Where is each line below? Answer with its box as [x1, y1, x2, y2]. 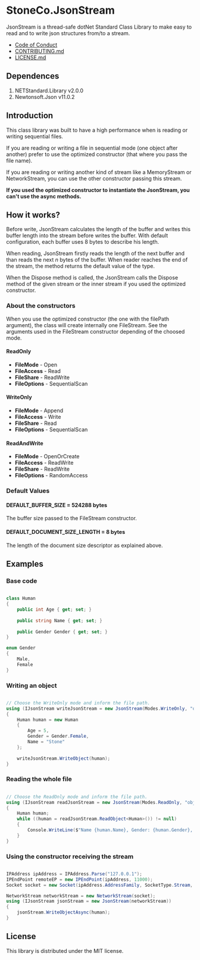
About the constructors [6, 302, 76, 310]
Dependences [6, 71, 60, 81]
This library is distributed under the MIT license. [6, 947, 124, 954]
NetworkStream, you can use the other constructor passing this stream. [6, 175, 182, 182]
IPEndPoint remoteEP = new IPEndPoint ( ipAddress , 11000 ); [6, 877, 153, 883]
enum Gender [6, 645, 36, 651]
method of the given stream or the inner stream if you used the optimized [6, 281, 186, 288]
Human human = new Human [17, 716, 79, 723]
